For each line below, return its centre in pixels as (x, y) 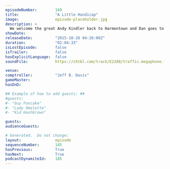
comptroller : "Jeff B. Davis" (47, 75)
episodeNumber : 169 (34, 10)
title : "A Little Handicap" (52, 15)
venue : (12, 71)
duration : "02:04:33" (42, 43)
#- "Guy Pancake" (24, 103)
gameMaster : (18, 80)
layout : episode (38, 140)
